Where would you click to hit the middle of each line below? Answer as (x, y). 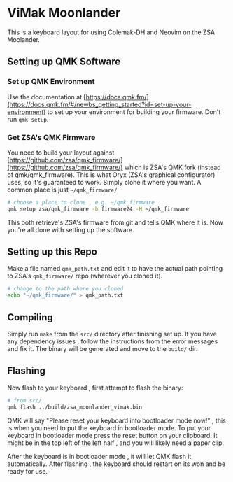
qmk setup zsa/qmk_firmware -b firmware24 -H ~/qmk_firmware (98, 209)
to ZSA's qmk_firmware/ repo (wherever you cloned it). (85, 276)
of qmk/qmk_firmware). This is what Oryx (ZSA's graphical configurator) (111, 175)
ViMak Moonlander (64, 13)
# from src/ (24, 400)
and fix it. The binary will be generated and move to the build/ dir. (103, 349)
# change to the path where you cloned (65, 289)
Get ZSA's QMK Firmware (51, 137)
